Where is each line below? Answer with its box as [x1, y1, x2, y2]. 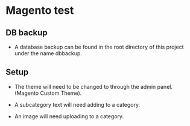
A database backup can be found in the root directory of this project [14, 43, 184, 50]
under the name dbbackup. [14, 50, 83, 57]
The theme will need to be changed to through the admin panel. [14, 83, 173, 90]
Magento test [5, 4, 74, 17]
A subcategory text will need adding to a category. [14, 101, 141, 108]
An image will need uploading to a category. [14, 112, 124, 120]
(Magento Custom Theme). [14, 89, 82, 97]
